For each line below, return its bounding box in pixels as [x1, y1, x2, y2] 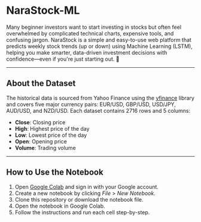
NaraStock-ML [6, 4, 80, 17]
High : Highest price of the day [14, 125, 90, 132]
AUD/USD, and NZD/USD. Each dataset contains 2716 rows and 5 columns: [6, 107, 191, 114]
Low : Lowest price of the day [14, 131, 87, 139]
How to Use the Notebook [6, 167, 103, 178]
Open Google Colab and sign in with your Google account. [14, 183, 159, 190]
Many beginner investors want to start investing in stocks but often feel [6, 23, 181, 31]
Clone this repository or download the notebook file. [14, 196, 144, 203]
